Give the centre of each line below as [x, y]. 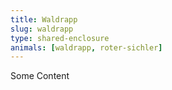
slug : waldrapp [42, 29]
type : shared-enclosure [60, 38]
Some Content [40, 76]
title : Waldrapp [44, 19]
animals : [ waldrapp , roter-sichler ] [86, 47]
